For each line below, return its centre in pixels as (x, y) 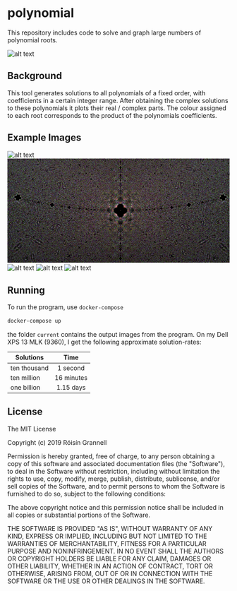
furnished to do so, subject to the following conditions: (86, 494)
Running (26, 290)
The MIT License (32, 429)
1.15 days (71, 388)
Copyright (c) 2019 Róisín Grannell (57, 442)
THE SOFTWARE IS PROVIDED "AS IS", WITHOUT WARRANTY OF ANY (110, 528)
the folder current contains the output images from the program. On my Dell (118, 334)
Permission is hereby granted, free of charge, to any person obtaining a (111, 456)
